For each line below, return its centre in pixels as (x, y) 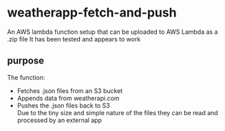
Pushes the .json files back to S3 (63, 105)
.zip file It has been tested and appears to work (74, 39)
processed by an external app (59, 120)
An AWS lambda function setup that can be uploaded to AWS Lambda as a (112, 32)
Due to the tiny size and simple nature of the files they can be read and (117, 112)
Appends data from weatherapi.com (68, 98)
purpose (26, 61)
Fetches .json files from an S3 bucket (70, 90)
